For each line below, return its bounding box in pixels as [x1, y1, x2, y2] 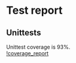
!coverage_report [6, 50, 49, 57]
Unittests [6, 28, 41, 38]
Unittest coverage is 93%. [6, 43, 71, 50]
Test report [6, 4, 63, 17]
